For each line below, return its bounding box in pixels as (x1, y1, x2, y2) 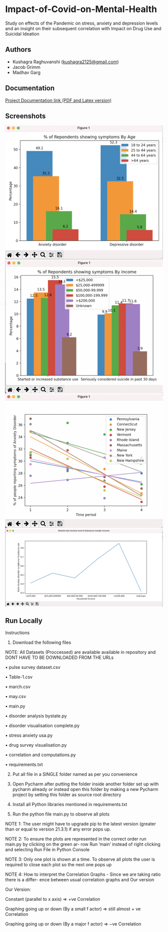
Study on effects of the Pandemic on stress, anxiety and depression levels (5, 20, 158, 26)
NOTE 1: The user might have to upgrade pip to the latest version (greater (5, 821, 156, 827)
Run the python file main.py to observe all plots (12, 811, 110, 817)
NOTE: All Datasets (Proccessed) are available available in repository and (5, 649, 156, 655)
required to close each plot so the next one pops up (5, 861, 112, 867)
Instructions (5, 629, 30, 636)
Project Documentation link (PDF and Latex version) (5, 97, 111, 103)
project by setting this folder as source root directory (12, 791, 121, 797)
